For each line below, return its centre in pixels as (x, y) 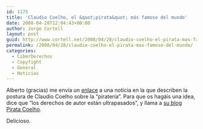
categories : (21, 51)
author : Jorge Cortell (35, 28)
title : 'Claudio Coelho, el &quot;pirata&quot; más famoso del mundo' (97, 17)
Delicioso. (19, 121)
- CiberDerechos (32, 56)
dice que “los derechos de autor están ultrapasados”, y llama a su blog (94, 103)
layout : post (23, 34)
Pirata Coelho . (24, 109)
